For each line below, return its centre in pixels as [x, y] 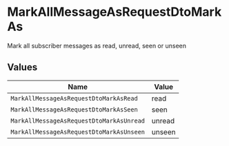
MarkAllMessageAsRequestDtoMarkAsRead [74, 98]
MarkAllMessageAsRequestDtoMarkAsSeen [74, 109]
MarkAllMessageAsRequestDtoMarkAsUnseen [78, 132]
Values [22, 67]
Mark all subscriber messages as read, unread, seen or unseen [97, 45]
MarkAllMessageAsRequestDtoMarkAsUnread [78, 121]
